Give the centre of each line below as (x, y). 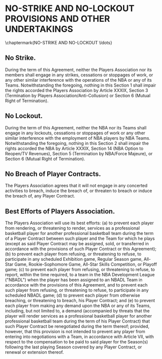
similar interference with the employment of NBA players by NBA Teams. (78, 138)
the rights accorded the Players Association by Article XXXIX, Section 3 (77, 90)
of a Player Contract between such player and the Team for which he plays (80, 238)
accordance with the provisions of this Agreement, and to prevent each (76, 285)
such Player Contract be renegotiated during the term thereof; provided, (77, 326)
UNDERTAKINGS (39, 29)
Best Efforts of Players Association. (60, 211)
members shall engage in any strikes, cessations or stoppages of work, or (79, 75)
